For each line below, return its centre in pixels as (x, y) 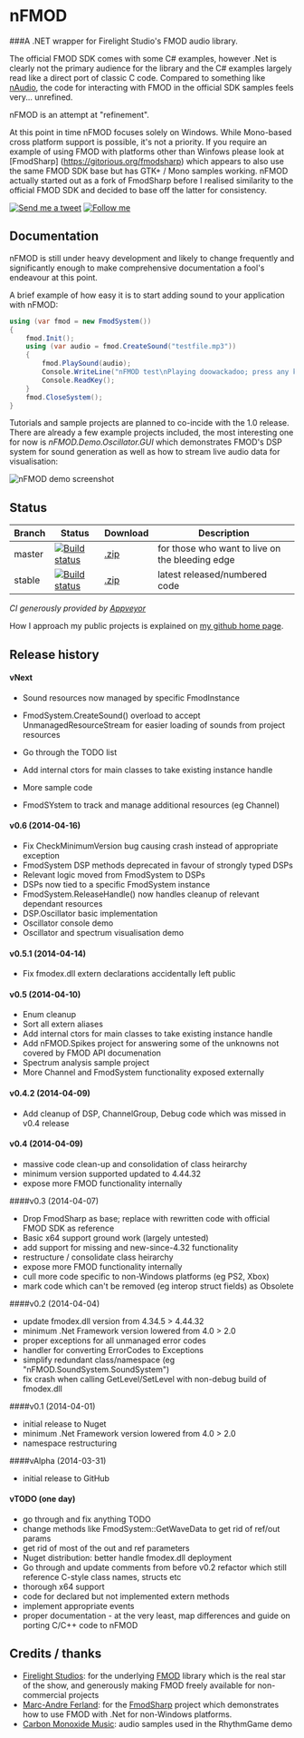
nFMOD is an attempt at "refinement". (79, 114)
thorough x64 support (64, 1586)
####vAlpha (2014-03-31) (58, 1460)
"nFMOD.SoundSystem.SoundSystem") (96, 1369)
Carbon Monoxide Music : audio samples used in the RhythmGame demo (157, 1723)
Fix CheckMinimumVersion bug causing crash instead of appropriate (150, 846)
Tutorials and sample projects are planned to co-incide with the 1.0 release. (149, 423)
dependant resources (62, 903)
